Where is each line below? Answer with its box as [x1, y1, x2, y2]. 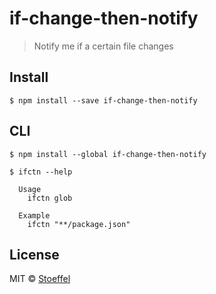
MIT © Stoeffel [9, 273, 71, 285]
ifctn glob [27, 193, 73, 203]
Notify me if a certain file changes [33, 40, 174, 52]
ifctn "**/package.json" [27, 219, 131, 229]
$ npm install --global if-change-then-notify [9, 149, 207, 159]
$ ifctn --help [9, 167, 73, 177]
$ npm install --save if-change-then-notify [9, 95, 198, 106]
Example [18, 210, 51, 221]
